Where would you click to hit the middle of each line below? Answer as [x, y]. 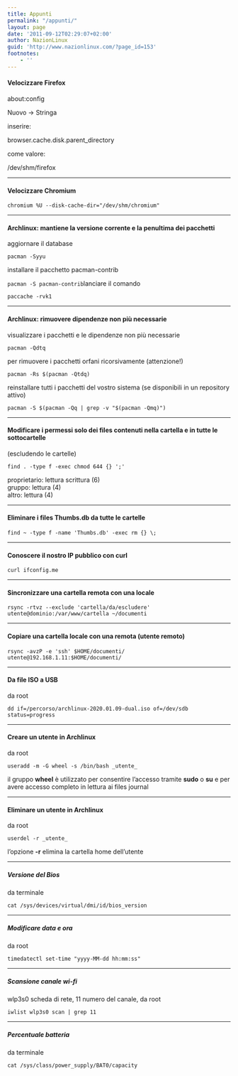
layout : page [27, 27]
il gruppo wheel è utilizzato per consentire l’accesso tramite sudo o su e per [119, 779]
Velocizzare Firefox [36, 83]
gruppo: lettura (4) [34, 487]
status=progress [31, 715]
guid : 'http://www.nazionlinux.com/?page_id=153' [82, 47]
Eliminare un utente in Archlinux [56, 809]
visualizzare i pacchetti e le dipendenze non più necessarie [94, 335]
